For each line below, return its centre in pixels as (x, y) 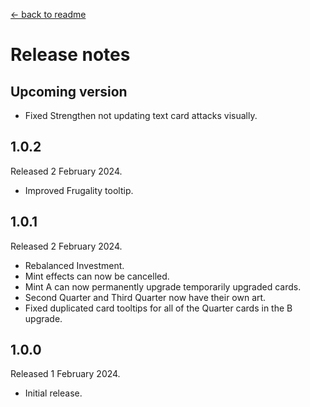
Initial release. (53, 393)
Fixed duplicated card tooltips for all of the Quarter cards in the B (158, 308)
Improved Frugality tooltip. (79, 190)
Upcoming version (69, 91)
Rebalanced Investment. (74, 265)
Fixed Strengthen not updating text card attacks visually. (141, 115)
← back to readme (48, 14)
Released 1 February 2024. (65, 374)
